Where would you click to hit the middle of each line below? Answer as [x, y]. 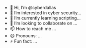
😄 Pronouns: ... [26, 36]
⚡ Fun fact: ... [23, 41]
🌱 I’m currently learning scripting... [45, 18]
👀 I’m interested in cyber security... [45, 13]
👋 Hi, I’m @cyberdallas [33, 8]
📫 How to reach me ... [33, 29]
